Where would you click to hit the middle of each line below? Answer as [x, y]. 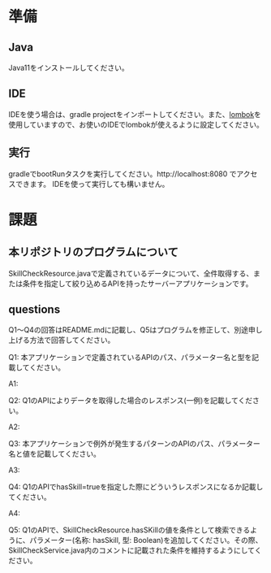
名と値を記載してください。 [55, 454]
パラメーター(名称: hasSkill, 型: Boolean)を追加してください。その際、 [146, 540]
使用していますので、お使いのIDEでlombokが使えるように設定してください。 [136, 124]
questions [34, 310]
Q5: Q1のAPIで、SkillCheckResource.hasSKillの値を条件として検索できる [129, 530]
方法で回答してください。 [72, 340]
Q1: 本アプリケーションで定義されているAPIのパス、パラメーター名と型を [130, 358]
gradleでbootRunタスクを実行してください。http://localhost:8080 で [123, 174]
